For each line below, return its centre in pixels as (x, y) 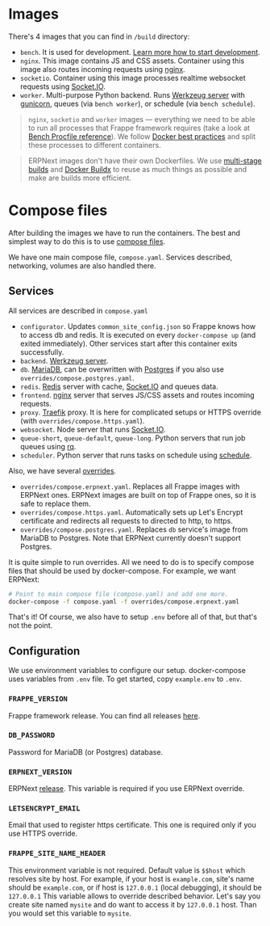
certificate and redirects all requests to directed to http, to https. (127, 520)
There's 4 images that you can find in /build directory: (99, 36)
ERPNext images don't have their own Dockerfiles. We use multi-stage (145, 160)
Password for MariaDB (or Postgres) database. (86, 751)
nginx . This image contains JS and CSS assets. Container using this (132, 61)
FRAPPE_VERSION (38, 699)
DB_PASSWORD (32, 735)
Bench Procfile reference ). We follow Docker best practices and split (142, 136)
